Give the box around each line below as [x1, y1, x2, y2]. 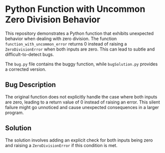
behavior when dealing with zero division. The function [5, 36, 117, 42]
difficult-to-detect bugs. [5, 51, 54, 57]
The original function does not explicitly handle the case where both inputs [5, 94, 158, 100]
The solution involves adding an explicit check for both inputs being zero [5, 137, 153, 143]
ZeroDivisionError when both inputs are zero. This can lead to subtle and [5, 46, 155, 52]
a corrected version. [5, 66, 46, 72]
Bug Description [5, 81, 56, 89]
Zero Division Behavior [5, 14, 100, 25]
